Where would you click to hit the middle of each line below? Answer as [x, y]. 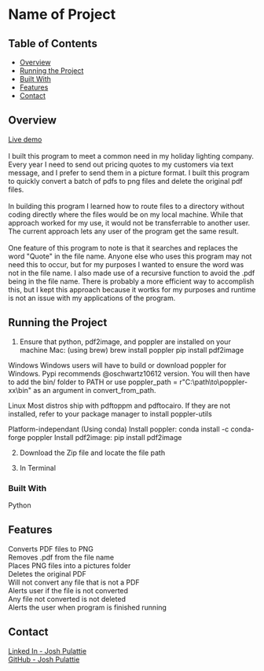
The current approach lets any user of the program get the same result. [124, 231]
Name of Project [62, 15]
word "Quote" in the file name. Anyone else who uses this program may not [130, 256]
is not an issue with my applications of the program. [92, 298]
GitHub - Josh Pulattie [44, 659]
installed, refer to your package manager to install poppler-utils [110, 413]
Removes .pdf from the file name [61, 557]
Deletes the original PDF [47, 574]
